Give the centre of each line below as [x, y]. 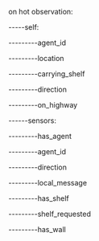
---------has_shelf [39, 198]
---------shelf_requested [49, 214]
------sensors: [32, 120]
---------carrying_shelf [47, 74]
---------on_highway [43, 105]
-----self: [24, 27]
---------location [36, 58]
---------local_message [47, 183]
